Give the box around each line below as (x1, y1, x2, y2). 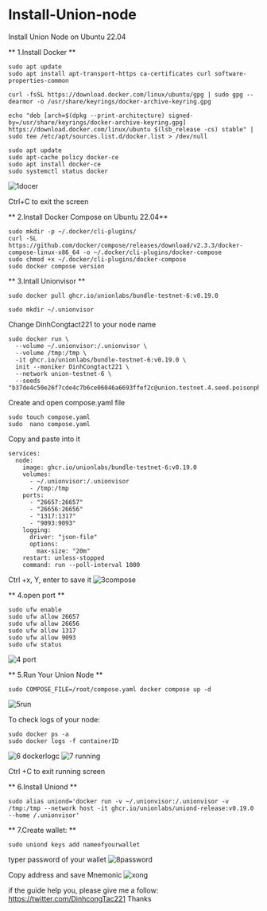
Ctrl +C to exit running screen (8, 766, 106, 776)
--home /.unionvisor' (8, 811, 80, 819)
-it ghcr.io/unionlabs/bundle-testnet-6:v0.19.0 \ (15, 356, 187, 364)
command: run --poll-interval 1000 (22, 561, 141, 569)
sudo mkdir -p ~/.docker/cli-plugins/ (8, 227, 137, 236)
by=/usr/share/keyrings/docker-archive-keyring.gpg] (8, 118, 187, 127)
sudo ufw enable (8, 605, 62, 614)
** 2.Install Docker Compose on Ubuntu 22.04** (8, 212, 168, 221)
